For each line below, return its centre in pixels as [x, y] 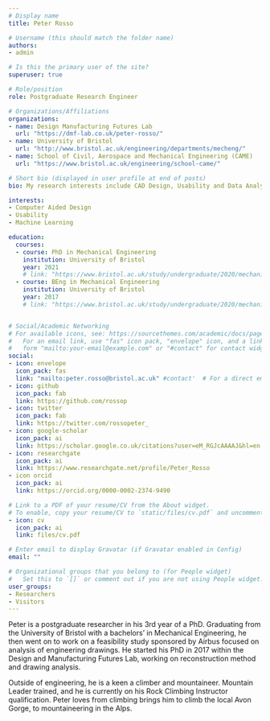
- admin [21, 53]
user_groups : [30, 587]
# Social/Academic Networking [59, 326]
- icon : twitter [35, 408]
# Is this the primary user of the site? [79, 68]
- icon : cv [27, 520]
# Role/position [35, 89]
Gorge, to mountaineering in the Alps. [70, 708]
